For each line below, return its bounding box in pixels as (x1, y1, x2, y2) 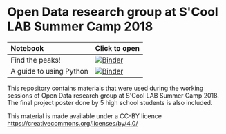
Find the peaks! (10, 55, 61, 65)
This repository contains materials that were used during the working (7, 84, 204, 92)
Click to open (95, 43, 140, 53)
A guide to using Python (10, 66, 88, 76)
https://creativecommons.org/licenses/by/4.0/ (7, 119, 138, 127)
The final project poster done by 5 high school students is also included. (7, 98, 213, 107)
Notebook (10, 43, 44, 53)
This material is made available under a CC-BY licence (7, 111, 162, 120)
